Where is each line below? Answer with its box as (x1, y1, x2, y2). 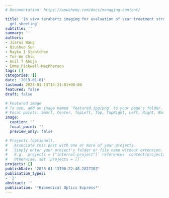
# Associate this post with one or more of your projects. (5, 142, 136, 148)
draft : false (5, 91, 33, 96)
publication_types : (5, 171, 46, 176)
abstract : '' (5, 180, 33, 185)
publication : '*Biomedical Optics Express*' (5, 185, 100, 190)
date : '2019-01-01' (5, 78, 46, 83)
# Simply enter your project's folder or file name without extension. (5, 147, 163, 153)
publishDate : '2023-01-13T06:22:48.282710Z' (5, 166, 100, 171)
